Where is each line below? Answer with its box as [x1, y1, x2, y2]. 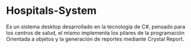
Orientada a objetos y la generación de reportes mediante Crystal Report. [6, 35, 185, 42]
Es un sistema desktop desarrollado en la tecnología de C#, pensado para [6, 23, 186, 30]
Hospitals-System [6, 4, 97, 17]
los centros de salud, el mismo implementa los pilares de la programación [6, 29, 185, 36]
